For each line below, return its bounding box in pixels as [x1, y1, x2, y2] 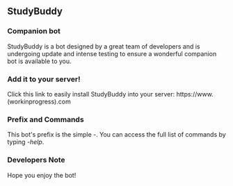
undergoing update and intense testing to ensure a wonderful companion [7, 49, 217, 58]
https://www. [176, 90, 214, 98]
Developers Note [7, 155, 65, 165]
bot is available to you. [7, 57, 72, 65]
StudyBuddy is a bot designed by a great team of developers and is [7, 42, 200, 51]
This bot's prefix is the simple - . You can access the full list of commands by [7, 130, 226, 139]
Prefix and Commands [7, 115, 85, 124]
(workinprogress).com [7, 97, 71, 105]
